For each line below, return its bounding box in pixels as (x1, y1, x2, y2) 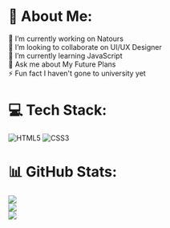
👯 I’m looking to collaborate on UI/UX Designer (8, 42, 163, 51)
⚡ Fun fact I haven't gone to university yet (8, 68, 146, 78)
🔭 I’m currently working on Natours (8, 34, 124, 43)
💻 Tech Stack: (8, 101, 107, 120)
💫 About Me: (8, 7, 93, 26)
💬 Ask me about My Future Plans (8, 59, 116, 69)
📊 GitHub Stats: (8, 163, 118, 181)
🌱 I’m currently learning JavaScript (8, 51, 123, 60)
